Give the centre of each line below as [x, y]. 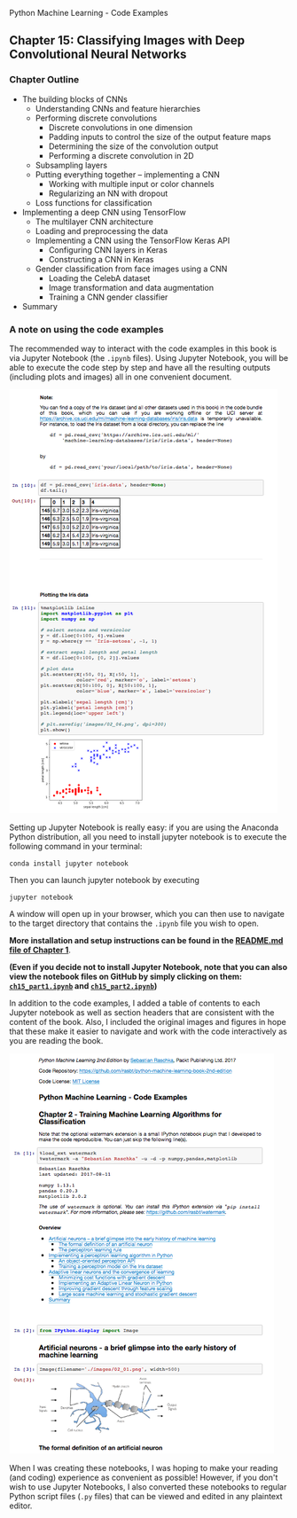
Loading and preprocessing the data [102, 231]
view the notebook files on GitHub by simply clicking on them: [125, 976]
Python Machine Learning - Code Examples [89, 13]
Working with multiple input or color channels [131, 184]
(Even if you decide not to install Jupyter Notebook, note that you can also [148, 966]
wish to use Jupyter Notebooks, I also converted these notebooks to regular [148, 1487]
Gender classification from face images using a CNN [131, 269]
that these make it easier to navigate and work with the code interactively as [148, 1031]
